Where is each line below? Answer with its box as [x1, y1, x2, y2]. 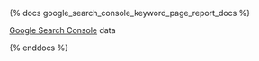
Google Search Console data [9, 25, 116, 35]
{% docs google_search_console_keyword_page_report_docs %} [9, 8, 250, 18]
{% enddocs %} [9, 42, 69, 53]
